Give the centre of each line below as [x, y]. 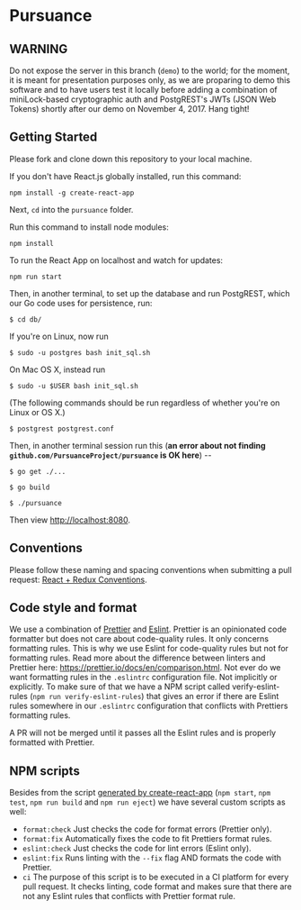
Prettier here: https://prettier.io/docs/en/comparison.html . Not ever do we [145, 668]
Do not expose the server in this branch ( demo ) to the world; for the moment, [150, 70]
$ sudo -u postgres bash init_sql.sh [80, 352]
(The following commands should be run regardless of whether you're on [145, 403]
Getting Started [53, 137]
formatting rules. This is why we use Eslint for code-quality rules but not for [149, 649]
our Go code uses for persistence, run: [81, 303]
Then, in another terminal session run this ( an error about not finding [138, 445]
